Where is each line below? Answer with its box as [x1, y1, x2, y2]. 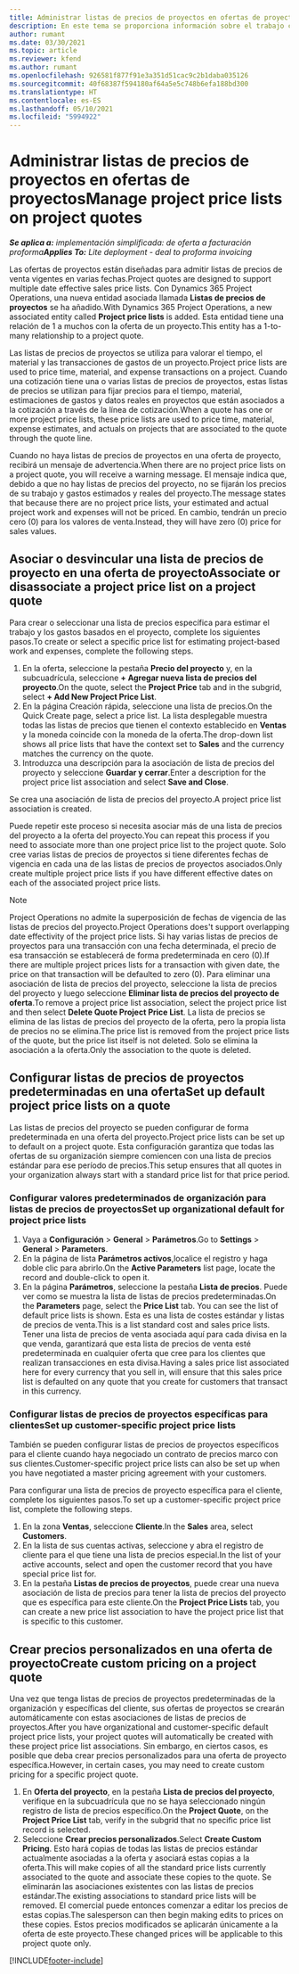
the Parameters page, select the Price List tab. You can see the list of [21, 1300, 279, 1311]
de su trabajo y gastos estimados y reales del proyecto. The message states [9, 488, 287, 499]
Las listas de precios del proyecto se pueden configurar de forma [9, 1122, 249, 1132]
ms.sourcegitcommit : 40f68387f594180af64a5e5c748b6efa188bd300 [9, 79, 249, 88]
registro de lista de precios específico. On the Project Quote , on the [21, 1805, 270, 1816]
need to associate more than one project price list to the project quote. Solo [9, 839, 287, 850]
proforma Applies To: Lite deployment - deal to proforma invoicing [9, 247, 253, 258]
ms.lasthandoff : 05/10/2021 [9, 104, 114, 113]
